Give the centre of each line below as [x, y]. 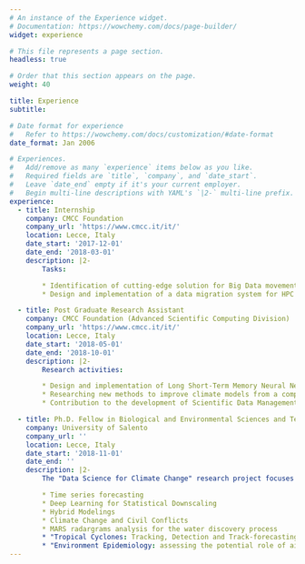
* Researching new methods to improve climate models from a [160, 395]
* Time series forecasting [93, 495]
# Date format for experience [67, 126]
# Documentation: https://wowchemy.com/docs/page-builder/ [123, 26]
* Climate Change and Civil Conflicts [115, 520]
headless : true [38, 60]
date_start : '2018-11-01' [75, 453]
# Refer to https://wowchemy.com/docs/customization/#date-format [142, 134]
